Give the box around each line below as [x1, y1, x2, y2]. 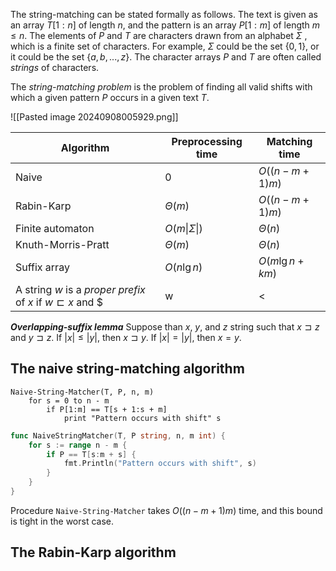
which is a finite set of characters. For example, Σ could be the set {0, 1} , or [10, 40, 320, 52]
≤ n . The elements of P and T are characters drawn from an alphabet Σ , [10, 30, 308, 41]
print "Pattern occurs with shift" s [63, 413, 222, 423]
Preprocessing [171, 135, 243, 148]
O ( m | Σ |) [164, 222, 203, 235]
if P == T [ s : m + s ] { [46, 449, 137, 459]
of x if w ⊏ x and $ [15, 295, 103, 309]
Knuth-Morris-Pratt [15, 238, 110, 251]
